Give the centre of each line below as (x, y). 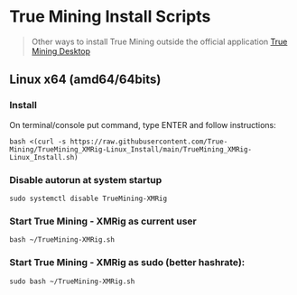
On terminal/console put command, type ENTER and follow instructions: (143, 124)
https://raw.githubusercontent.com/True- (149, 142)
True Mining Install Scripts (110, 17)
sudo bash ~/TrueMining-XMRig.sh (72, 281)
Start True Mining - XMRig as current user (103, 221)
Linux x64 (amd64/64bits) (85, 80)
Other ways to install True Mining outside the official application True (159, 41)
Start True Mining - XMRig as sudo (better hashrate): (127, 263)
